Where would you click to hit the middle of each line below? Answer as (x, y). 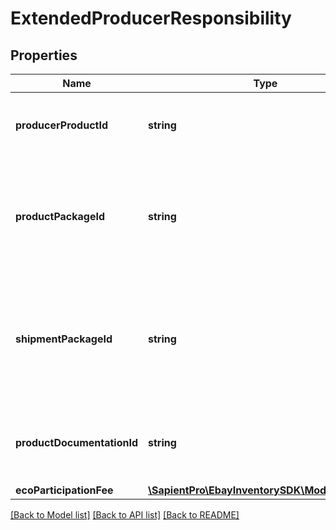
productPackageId (60, 216)
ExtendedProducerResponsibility (151, 18)
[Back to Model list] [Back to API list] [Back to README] (125, 515)
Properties (44, 55)
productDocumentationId (76, 442)
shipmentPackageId (64, 339)
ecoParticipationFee (64, 490)
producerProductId (62, 125)
